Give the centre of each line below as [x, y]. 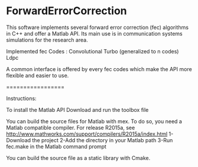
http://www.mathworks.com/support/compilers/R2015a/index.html [87, 134]
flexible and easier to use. [38, 75]
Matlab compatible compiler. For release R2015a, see [71, 127]
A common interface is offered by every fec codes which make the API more [99, 69]
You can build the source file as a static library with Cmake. [78, 158]
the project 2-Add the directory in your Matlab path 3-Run [103, 140]
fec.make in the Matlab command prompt [56, 146]
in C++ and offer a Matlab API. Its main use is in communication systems [94, 33]
